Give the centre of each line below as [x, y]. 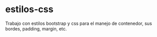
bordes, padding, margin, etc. [36, 28]
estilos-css [29, 9]
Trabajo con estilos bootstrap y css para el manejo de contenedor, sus [79, 23]
